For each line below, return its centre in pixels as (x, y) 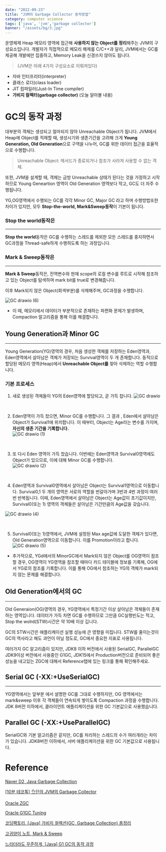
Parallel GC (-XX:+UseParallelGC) (58, 722)
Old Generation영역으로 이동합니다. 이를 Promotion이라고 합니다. (76, 540)
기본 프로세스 (20, 384)
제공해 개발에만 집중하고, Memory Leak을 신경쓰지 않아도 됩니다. (68, 56)
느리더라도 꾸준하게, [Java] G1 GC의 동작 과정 (49, 844)
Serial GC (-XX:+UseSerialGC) (53, 677)
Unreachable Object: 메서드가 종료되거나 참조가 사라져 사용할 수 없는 (84, 161)
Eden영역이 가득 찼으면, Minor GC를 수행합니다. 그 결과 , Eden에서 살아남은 (85, 416)
